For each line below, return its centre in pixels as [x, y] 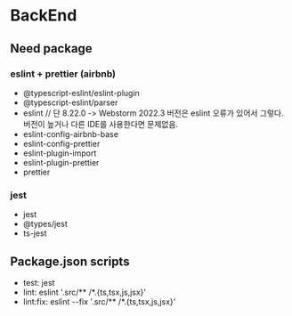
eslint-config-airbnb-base [71, 134]
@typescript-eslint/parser [70, 102]
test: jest [39, 282]
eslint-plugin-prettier [61, 162]
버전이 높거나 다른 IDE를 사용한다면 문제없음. [101, 124]
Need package [51, 49]
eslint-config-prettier [61, 143]
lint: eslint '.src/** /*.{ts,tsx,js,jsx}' [84, 292]
